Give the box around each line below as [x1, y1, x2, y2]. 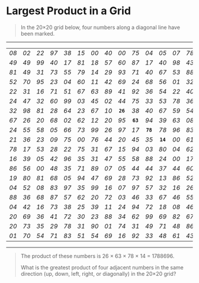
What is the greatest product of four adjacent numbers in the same [20, 263, 184, 271]
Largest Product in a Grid [6, 4, 131, 18]
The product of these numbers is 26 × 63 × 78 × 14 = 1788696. [20, 252, 175, 259]
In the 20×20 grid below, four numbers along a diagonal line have [20, 24, 181, 31]
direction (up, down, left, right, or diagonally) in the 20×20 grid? [20, 270, 176, 277]
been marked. [20, 30, 55, 37]
